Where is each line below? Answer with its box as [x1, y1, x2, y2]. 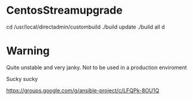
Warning [6, 44, 50, 58]
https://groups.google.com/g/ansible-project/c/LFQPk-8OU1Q [6, 87, 159, 94]
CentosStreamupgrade [6, 4, 123, 17]
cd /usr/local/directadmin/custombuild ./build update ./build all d [6, 23, 165, 30]
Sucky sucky [6, 75, 38, 82]
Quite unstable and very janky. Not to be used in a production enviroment [6, 64, 187, 71]
